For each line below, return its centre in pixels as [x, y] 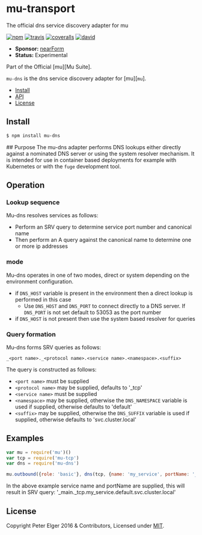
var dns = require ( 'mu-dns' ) [43, 463]
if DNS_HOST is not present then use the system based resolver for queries [105, 318]
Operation [26, 185]
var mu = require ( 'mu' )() [38, 452]
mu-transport [41, 9]
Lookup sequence [33, 202]
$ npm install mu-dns [33, 135]
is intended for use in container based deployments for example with [91, 160]
